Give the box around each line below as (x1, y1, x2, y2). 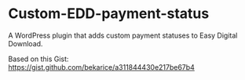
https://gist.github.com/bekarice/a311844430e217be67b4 (8, 62, 195, 71)
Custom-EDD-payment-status (8, 5, 210, 23)
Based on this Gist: (8, 54, 69, 64)
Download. (8, 38, 43, 48)
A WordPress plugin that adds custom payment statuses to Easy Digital (8, 31, 238, 40)
